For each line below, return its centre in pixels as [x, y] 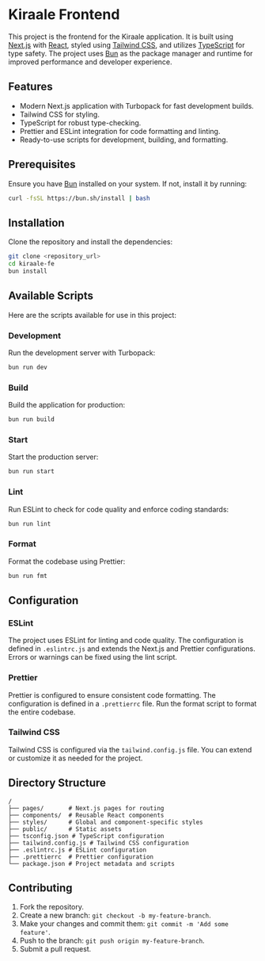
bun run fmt [28, 576]
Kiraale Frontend [64, 15]
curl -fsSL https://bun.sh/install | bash [79, 198]
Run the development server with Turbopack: [82, 352]
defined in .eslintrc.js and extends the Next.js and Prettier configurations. [132, 649]
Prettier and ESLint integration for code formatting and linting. [120, 131]
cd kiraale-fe [32, 264]
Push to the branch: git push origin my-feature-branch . [112, 940]
